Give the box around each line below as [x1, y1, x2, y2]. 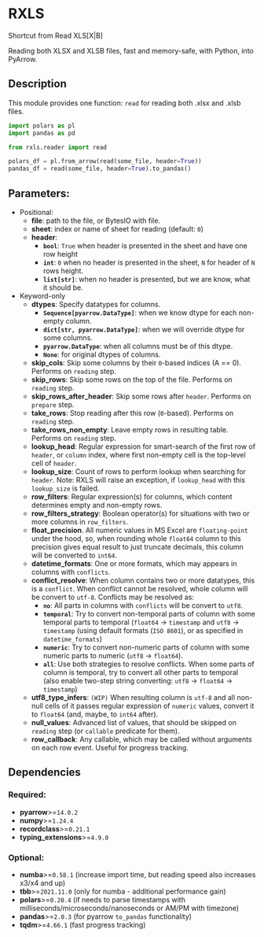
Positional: [19, 207, 53, 217]
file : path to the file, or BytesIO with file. [31, 216, 161, 225]
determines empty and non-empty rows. [31, 500, 163, 509]
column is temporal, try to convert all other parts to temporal [42, 667, 239, 677]
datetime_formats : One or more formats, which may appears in [31, 558, 237, 568]
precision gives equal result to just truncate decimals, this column [31, 542, 244, 551]
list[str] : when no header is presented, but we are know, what [42, 274, 251, 283]
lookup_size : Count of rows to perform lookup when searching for [31, 466, 246, 476]
